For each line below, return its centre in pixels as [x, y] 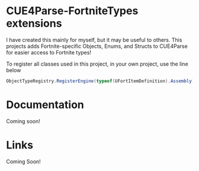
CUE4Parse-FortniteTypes [72, 11]
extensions [34, 23]
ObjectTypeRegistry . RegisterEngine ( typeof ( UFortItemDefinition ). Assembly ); [102, 81]
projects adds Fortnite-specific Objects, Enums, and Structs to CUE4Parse [97, 46]
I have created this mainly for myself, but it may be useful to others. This [94, 40]
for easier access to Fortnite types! [49, 52]
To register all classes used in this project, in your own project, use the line [97, 64]
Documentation [45, 105]
